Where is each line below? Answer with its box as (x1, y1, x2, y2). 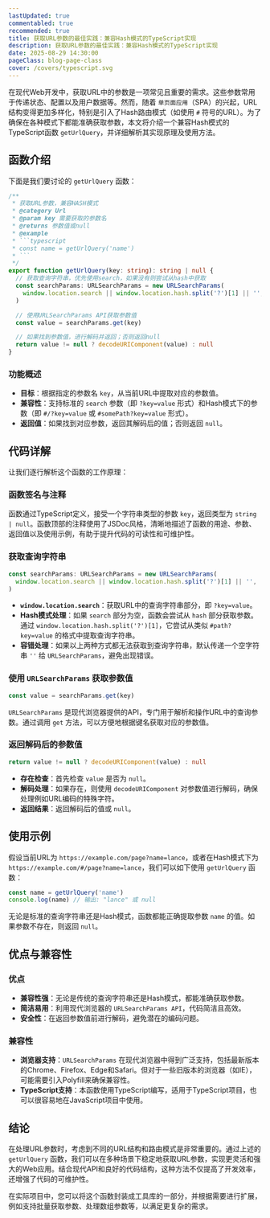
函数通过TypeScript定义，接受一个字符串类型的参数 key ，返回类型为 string (8, 509, 257, 519)
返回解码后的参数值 (8, 739, 83, 750)
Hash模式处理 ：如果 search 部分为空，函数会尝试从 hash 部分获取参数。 (19, 610, 259, 620)
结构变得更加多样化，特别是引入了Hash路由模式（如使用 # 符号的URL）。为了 (8, 107, 262, 117)
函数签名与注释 (8, 490, 67, 501)
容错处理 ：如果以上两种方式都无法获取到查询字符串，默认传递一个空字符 (19, 641, 260, 650)
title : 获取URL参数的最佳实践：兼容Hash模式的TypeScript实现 (8, 34, 197, 43)
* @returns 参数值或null (11, 222, 91, 230)
